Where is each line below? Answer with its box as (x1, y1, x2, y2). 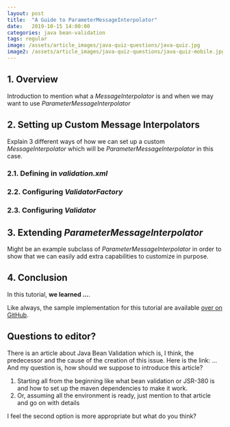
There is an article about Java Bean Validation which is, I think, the (7, 349, 194, 357)
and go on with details (16, 398, 80, 406)
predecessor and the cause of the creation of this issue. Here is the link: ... (7, 356, 218, 364)
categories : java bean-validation (7, 29, 106, 36)
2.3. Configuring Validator (7, 206, 97, 215)
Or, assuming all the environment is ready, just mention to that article (16, 391, 211, 400)
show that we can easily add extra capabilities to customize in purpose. (7, 252, 209, 260)
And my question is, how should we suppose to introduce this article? (7, 363, 203, 371)
